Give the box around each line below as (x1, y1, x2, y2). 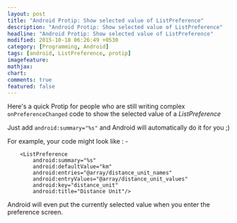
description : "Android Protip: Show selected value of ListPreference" (7, 23, 223, 30)
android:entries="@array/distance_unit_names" (33, 169, 173, 177)
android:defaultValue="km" (33, 164, 112, 171)
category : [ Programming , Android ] (7, 43, 110, 50)
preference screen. (7, 208, 64, 217)
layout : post (7, 10, 46, 18)
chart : (7, 69, 27, 76)
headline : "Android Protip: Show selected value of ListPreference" (7, 30, 214, 38)
